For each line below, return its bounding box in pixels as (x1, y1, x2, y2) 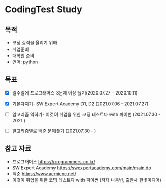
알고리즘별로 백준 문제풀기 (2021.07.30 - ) (12, 128, 96, 134)
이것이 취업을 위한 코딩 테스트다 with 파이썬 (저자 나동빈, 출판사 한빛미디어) (12, 177, 161, 183)
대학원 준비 (12, 53, 35, 58)
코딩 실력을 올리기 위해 (12, 40, 58, 45)
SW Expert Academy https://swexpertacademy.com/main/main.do (12, 165, 151, 171)
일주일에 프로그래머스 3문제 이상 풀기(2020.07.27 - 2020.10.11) (12, 89, 138, 96)
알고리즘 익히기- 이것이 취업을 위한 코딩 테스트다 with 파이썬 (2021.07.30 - (12, 111, 161, 118)
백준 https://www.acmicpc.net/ (12, 170, 77, 177)
